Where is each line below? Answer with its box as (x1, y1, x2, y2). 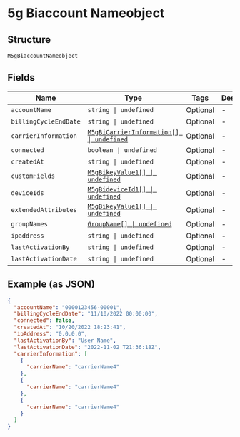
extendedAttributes (11, 206, 77, 214)
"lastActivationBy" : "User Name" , (14, 337, 116, 344)
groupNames (11, 220, 48, 228)
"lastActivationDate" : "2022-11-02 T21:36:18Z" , (14, 343, 161, 351)
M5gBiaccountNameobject (7, 52, 79, 59)
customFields (11, 171, 56, 180)
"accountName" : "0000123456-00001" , (14, 303, 123, 311)
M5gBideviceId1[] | (87, 185, 154, 194)
